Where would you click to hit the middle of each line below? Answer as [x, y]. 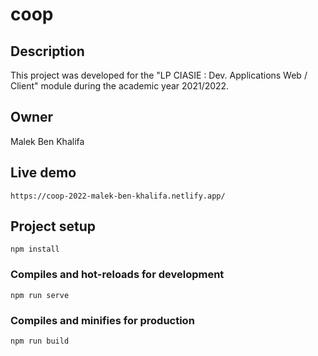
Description [47, 51]
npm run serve [40, 295]
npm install [35, 249]
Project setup [53, 226]
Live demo [43, 173]
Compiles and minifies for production [102, 320]
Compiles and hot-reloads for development [117, 275]
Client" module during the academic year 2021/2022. [120, 86]
